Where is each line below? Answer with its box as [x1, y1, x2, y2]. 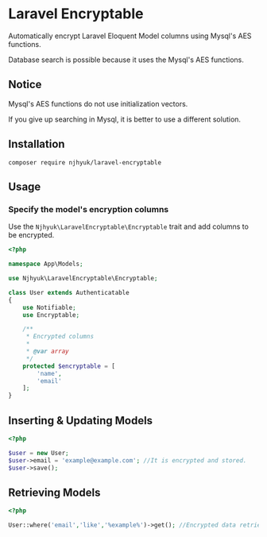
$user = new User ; [8, 449, 69, 457]
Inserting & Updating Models [8, 414, 153, 427]
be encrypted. [8, 230, 55, 240]
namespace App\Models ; [8, 260, 83, 268]
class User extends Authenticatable [8, 288, 130, 296]
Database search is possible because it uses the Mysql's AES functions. [8, 55, 245, 64]
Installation [8, 137, 65, 151]
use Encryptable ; [22, 311, 80, 319]
